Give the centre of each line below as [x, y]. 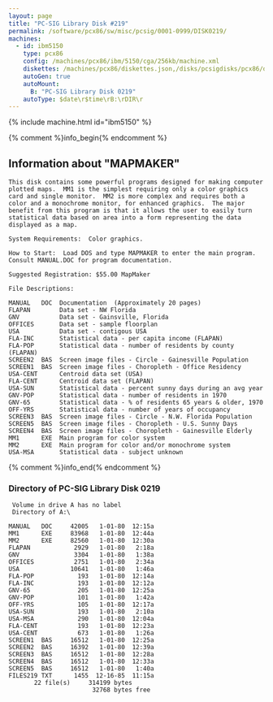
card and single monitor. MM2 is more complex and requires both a [127, 197]
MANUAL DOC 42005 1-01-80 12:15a [81, 526]
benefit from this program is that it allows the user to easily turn [130, 211]
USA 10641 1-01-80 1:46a [81, 570]
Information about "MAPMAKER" [94, 163]
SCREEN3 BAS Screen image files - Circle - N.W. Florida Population [130, 417]
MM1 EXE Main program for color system [87, 438]
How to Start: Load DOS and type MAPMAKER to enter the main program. [132, 253]
